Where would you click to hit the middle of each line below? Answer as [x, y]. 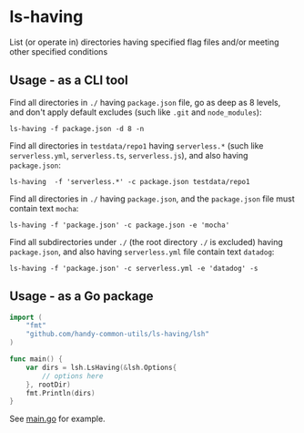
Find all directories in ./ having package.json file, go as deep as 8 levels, [145, 102]
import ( [26, 317]
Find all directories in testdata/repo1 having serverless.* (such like [137, 145]
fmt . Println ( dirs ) [61, 393]
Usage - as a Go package [81, 297]
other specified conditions [59, 51]
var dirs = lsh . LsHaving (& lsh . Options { [101, 367]
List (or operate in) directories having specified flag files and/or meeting [144, 42]
